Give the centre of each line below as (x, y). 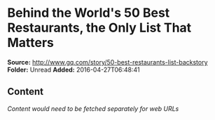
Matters (31, 43)
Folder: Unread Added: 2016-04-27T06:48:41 (74, 69)
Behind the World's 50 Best (89, 13)
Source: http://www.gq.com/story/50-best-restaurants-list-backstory (107, 62)
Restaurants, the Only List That (99, 28)
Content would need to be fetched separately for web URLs (93, 108)
